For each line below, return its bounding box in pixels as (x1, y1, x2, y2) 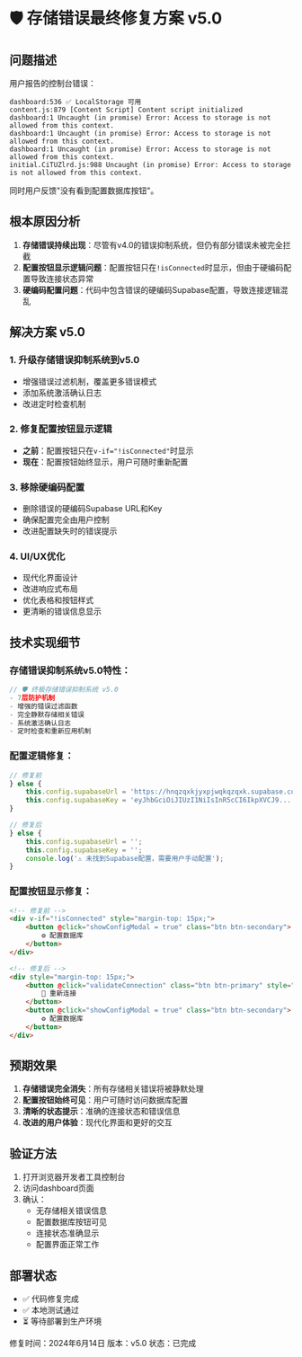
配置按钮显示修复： (9, 885, 93, 898)
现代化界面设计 (22, 572, 78, 583)
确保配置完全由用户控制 (22, 514, 110, 526)
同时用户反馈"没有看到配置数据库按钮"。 (9, 185, 159, 196)
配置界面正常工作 (35, 1239, 100, 1250)
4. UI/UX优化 (9, 550, 66, 563)
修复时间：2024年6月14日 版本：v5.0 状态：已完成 (9, 1338, 197, 1349)
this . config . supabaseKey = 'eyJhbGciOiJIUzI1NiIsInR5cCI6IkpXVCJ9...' (25, 796, 296, 805)
